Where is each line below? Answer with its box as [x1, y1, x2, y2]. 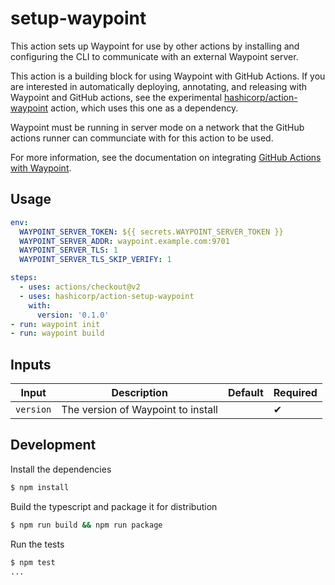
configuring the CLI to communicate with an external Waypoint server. [10, 50, 299, 62]
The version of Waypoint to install [61, 403, 218, 417]
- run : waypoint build [10, 328, 105, 339]
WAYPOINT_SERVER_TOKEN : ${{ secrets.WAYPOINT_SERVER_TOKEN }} [19, 227, 284, 237]
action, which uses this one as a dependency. [50, 102, 239, 114]
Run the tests [10, 538, 65, 550]
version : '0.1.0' [36, 310, 110, 320]
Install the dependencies [10, 463, 112, 475]
